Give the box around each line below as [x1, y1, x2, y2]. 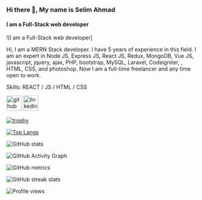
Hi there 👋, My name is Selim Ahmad [6, 5, 116, 14]
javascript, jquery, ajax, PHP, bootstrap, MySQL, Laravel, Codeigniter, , [6, 59, 183, 66]
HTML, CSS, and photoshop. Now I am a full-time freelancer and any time [6, 65, 191, 72]
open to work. [6, 72, 41, 79]
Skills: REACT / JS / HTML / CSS [6, 83, 87, 91]
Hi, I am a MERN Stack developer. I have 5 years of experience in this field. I [6, 46, 197, 53]
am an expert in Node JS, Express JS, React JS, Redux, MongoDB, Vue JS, [6, 52, 194, 60]
